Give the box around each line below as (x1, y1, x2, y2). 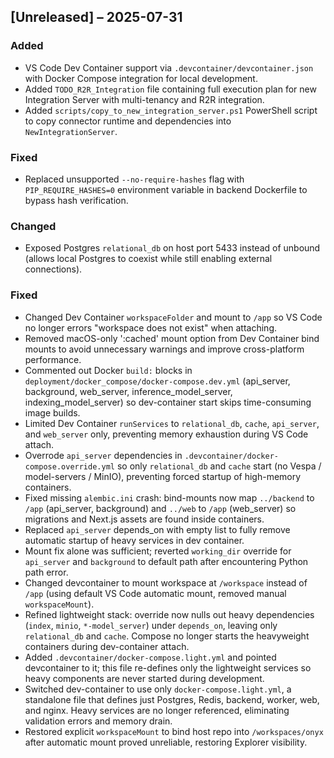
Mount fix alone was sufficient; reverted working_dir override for (24, 545, 292, 557)
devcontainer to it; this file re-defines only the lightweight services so (24, 661, 312, 674)
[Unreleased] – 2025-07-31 (10, 9, 183, 26)
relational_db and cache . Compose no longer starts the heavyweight (24, 630, 310, 642)
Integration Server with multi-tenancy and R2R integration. (24, 93, 265, 105)
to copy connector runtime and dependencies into (24, 115, 232, 127)
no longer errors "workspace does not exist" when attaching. (24, 321, 278, 334)
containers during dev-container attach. (24, 640, 190, 652)
